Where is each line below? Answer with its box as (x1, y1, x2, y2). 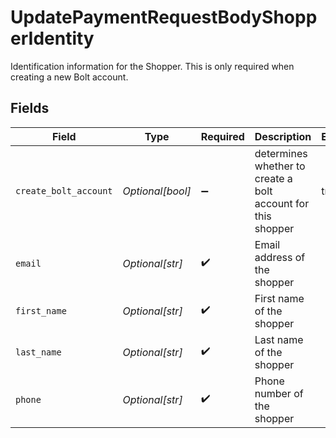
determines (254, 146, 308, 160)
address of (254, 250, 306, 264)
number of (254, 386, 304, 400)
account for (254, 196, 310, 210)
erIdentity (10, 27, 95, 50)
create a (254, 171, 293, 185)
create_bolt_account (15, 185, 113, 196)
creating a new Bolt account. (10, 71, 129, 83)
